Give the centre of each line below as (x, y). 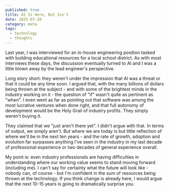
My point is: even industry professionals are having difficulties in (72, 157)
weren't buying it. (23, 116)
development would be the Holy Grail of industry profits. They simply (77, 110)
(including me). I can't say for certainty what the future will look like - (77, 168)
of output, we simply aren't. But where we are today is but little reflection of (84, 131)
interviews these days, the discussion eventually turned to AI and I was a (81, 63)
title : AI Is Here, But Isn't (37, 15)
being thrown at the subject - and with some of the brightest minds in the (81, 89)
